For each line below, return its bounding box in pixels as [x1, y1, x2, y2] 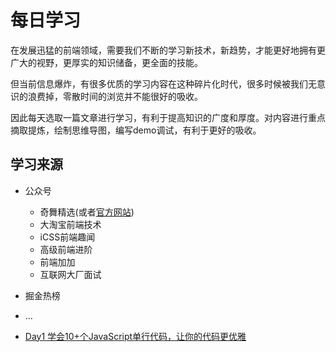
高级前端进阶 [39, 243, 93, 255]
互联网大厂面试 [39, 268, 102, 280]
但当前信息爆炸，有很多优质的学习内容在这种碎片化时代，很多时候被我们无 [10, 77, 317, 90]
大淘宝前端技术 [39, 218, 102, 230]
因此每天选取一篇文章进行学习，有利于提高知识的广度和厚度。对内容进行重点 [10, 111, 326, 123]
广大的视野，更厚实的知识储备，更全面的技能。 [10, 56, 203, 68]
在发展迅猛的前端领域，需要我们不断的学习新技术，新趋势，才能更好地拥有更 [10, 44, 326, 56]
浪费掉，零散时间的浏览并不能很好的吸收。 [27, 90, 203, 102]
